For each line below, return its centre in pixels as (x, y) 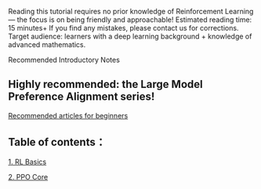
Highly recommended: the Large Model (105, 84)
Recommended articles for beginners (68, 115)
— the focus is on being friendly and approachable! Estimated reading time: (130, 20)
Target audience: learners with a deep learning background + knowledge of (130, 36)
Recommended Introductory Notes (64, 60)
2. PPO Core (28, 176)
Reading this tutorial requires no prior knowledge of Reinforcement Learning (131, 11)
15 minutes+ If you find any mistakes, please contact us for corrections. (123, 28)
